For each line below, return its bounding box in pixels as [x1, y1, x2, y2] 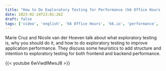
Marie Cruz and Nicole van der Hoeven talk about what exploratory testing [5, 35, 157, 41]
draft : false [5, 16, 32, 21]
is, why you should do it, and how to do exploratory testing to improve [5, 40, 148, 46]
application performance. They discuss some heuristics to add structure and [5, 45, 162, 51]
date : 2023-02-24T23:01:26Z [5, 12, 63, 17]
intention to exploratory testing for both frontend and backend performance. [5, 51, 161, 57]
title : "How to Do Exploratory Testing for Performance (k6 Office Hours [5, 7, 161, 12]
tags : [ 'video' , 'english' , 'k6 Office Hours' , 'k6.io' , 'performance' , [5, 21, 159, 26]
